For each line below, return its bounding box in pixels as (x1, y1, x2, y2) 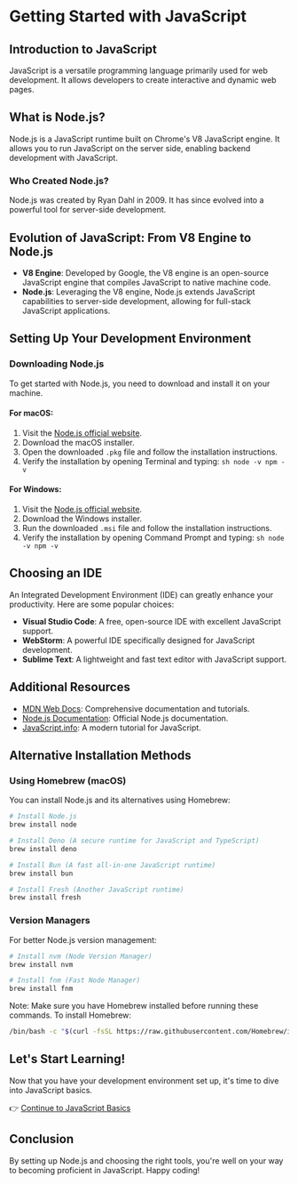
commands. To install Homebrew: (9, 1010, 131, 1020)
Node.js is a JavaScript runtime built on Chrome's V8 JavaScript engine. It (9, 133, 280, 144)
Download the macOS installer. (21, 437, 135, 447)
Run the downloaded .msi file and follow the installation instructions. (21, 523, 272, 534)
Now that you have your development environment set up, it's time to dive (9, 1075, 279, 1086)
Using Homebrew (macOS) (9, 774, 127, 786)
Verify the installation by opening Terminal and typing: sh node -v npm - (21, 455, 286, 466)
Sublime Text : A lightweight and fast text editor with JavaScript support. (21, 654, 286, 664)
